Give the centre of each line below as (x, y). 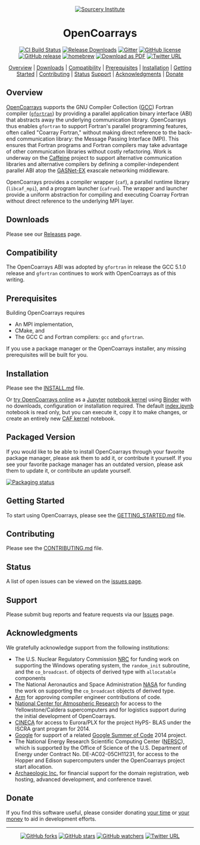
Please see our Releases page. (44, 234)
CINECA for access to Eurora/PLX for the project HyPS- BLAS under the (103, 722)
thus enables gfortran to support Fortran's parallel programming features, (97, 126)
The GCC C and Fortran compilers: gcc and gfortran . (79, 337)
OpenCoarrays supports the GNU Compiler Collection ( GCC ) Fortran (90, 107)
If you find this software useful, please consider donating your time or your (98, 812)
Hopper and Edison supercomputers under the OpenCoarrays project (100, 760)
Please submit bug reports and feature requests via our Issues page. (90, 614)
